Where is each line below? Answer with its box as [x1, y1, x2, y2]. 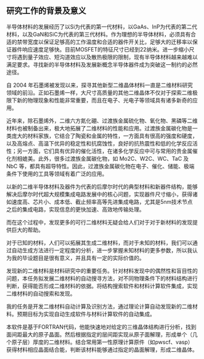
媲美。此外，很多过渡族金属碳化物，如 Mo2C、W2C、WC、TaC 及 [22, 155, 189, 162]
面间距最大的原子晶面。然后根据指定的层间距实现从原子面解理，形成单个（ [6, 330, 192, 338]
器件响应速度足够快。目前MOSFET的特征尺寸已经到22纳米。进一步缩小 [11, 45, 189, 53]
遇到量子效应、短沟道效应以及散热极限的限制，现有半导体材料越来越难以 [16, 53, 198, 61]
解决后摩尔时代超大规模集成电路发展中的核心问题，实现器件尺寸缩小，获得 [6, 190, 192, 198]
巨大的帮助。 [11, 226, 44, 233]
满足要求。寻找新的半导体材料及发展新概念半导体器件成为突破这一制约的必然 [6, 61, 198, 68]
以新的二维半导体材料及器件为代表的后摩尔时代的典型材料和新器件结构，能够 [6, 183, 198, 190]
